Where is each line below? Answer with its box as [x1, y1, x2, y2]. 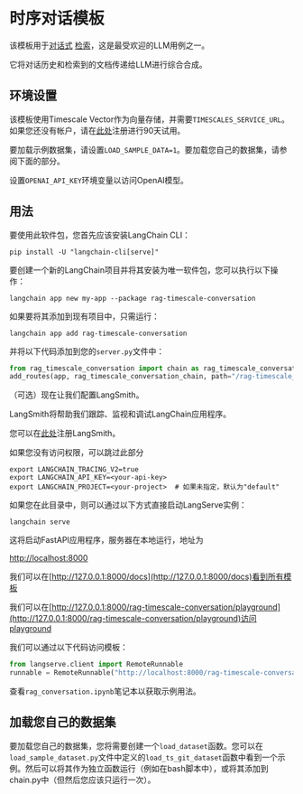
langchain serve [9, 518, 70, 527]
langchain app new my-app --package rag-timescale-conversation [9, 294, 256, 303]
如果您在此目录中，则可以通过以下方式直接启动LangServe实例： [9, 500, 248, 510]
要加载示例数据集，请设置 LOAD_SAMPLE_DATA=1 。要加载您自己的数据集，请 [9, 144, 280, 154]
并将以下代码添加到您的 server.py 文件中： [9, 345, 165, 357]
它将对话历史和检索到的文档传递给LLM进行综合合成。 [9, 59, 207, 70]
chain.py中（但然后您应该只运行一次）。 [9, 774, 156, 785]
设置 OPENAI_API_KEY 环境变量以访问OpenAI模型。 [9, 174, 189, 185]
